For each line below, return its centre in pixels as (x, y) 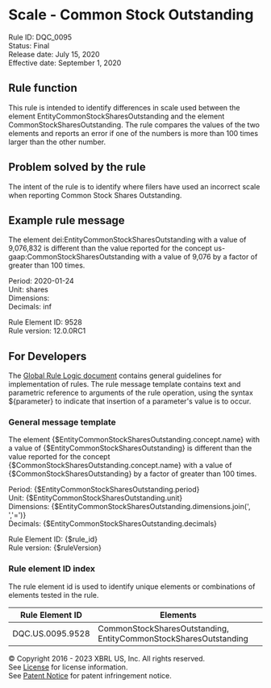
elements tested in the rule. (54, 595)
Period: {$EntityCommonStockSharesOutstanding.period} (104, 490)
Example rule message (67, 220)
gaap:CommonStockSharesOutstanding (74, 257)
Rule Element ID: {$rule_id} (53, 539)
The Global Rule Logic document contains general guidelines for (115, 375)
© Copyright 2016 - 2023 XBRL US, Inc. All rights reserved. (107, 658)
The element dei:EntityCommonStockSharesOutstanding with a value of (127, 240)
